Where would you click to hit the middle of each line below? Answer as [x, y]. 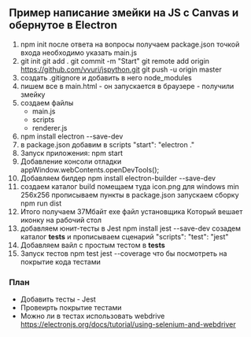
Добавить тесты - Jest [58, 299]
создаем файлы [47, 102]
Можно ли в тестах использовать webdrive [92, 316]
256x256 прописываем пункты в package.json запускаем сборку [129, 194]
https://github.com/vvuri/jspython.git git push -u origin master [121, 69]
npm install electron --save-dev [72, 136]
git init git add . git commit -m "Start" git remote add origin [115, 61]
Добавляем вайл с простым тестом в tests [93, 245]
